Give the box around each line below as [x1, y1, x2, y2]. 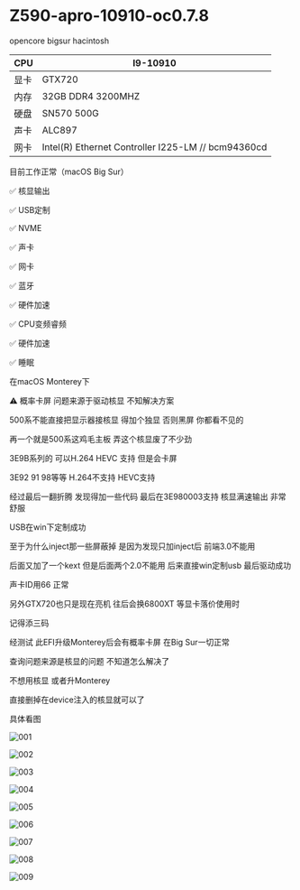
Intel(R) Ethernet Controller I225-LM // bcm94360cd [41, 141, 268, 153]
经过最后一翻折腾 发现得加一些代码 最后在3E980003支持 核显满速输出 [9, 491, 268, 502]
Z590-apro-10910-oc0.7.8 [9, 5, 210, 26]
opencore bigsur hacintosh [9, 35, 110, 46]
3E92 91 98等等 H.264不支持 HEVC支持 [9, 471, 156, 483]
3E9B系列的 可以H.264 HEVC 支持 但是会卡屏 [9, 452, 177, 463]
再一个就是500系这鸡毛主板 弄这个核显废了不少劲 [9, 433, 192, 444]
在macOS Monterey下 [9, 375, 90, 386]
